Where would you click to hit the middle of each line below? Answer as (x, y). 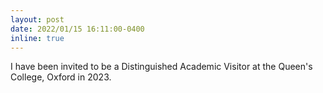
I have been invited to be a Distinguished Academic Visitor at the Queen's (161, 67)
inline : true (37, 38)
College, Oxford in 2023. (61, 77)
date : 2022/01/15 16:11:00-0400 (77, 29)
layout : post (37, 19)
